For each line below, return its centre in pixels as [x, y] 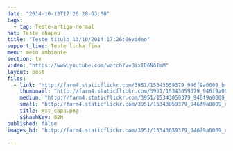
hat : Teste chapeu [34, 33]
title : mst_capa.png [49, 111]
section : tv [24, 59]
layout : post [26, 72]
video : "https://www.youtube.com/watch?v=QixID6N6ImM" [88, 65]
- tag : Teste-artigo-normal [54, 26]
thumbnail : [35, 91]
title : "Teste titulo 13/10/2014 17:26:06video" [79, 40]
